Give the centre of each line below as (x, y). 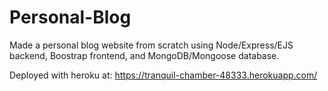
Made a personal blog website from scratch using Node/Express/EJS (151, 45)
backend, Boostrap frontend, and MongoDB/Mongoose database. (144, 55)
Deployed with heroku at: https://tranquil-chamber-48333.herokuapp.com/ (163, 75)
